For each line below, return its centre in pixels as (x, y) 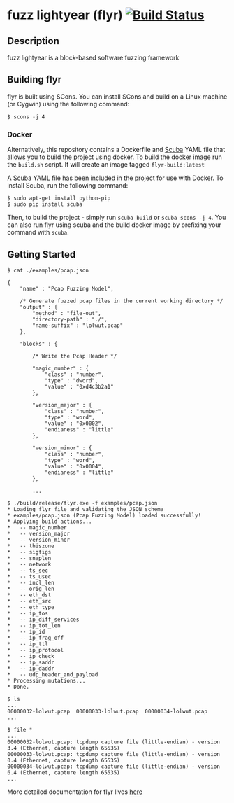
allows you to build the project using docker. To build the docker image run (115, 157)
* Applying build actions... (50, 522)
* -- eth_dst (29, 595)
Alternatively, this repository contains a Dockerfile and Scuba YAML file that (116, 150)
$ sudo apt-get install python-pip (59, 198)
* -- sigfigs (29, 552)
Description (33, 41)
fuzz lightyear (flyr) (65, 15)
